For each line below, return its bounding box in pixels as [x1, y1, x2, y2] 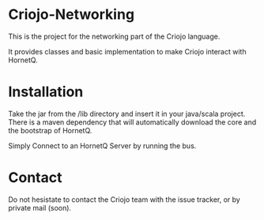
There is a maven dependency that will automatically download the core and [8, 117, 257, 127]
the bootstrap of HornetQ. [8, 125, 92, 135]
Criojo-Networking [8, 6, 135, 24]
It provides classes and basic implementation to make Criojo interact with [8, 47, 247, 56]
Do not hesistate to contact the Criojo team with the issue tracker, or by [8, 195, 241, 204]
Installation [8, 83, 84, 101]
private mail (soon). [8, 203, 72, 212]
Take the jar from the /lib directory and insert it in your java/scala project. [8, 109, 246, 118]
